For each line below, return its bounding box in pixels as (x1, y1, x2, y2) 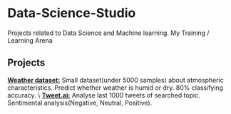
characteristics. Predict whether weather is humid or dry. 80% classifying (7, 83, 223, 92)
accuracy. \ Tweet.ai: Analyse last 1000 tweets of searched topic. (7, 90, 201, 99)
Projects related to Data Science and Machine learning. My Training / (7, 28, 210, 37)
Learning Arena (7, 36, 53, 44)
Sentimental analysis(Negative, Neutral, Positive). (7, 98, 153, 107)
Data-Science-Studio (7, 5, 136, 21)
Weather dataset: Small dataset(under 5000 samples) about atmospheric (7, 76, 225, 84)
